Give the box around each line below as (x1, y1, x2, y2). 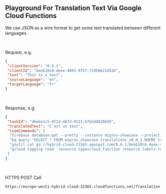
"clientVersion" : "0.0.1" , (7, 63, 63, 68)
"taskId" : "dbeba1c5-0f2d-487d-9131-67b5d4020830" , (7, 119, 116, 124)
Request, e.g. (5, 49, 32, 55)
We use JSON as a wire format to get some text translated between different (5, 25, 161, 31)
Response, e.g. (5, 105, 36, 111)
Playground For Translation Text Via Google (5, 4, 142, 12)
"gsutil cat (9, 142, 35, 147)
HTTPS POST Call (5, 174, 41, 180)
